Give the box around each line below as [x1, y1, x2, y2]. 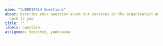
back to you [9, 16, 34, 21]
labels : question [5, 25, 40, 30]
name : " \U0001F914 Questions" [5, 7, 66, 12]
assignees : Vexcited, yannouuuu [5, 30, 70, 34]
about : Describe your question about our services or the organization [5, 12, 153, 16]
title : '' [5, 20, 25, 26]
